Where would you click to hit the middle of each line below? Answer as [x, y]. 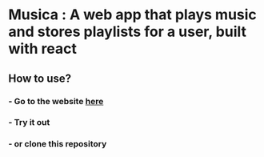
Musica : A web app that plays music [133, 15]
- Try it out [29, 123]
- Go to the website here [56, 101]
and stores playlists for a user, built [127, 32]
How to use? [40, 78]
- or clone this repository [58, 144]
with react [43, 49]
